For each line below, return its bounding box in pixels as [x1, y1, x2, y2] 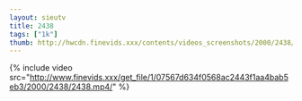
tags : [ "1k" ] [9, 29, 58, 38]
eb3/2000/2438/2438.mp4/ [9, 81, 113, 92]
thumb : [9, 38, 34, 47]
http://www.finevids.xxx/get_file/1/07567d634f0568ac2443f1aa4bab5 [30, 72, 289, 83]
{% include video [9, 63, 74, 73]
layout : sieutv [9, 13, 67, 22]
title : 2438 [9, 21, 54, 30]
